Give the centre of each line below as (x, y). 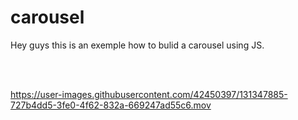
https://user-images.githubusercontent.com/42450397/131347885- (149, 94)
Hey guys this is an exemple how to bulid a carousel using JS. (137, 45)
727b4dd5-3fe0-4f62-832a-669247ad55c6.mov (111, 105)
